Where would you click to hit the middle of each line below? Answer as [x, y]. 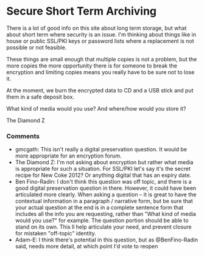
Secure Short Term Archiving [82, 11]
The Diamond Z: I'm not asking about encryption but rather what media [104, 162]
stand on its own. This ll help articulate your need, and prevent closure [103, 227]
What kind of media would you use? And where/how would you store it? [96, 108]
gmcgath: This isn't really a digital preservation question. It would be [101, 150]
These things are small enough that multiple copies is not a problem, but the [102, 59]
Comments [23, 136]
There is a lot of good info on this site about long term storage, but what [97, 28]
